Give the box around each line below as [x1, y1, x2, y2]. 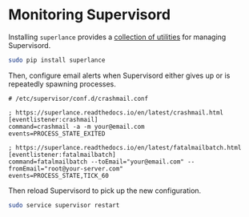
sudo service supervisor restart [8, 201, 120, 209]
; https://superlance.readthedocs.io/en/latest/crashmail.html [8, 108, 224, 117]
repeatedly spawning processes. [8, 78, 116, 89]
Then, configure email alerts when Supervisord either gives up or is [8, 70, 231, 80]
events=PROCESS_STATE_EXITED [8, 130, 106, 138]
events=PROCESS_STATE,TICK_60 [8, 171, 110, 179]
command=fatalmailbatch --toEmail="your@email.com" [8, 158, 184, 166]
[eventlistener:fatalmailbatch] [8, 151, 116, 159]
